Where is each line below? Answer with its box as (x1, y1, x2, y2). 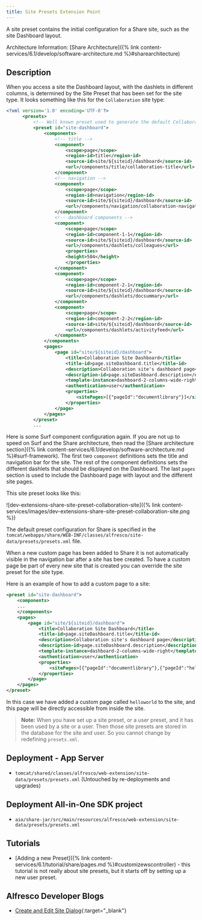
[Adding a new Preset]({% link (14, 854, 90, 861)
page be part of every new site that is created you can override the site (6, 562, 182, 569)
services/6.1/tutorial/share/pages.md (14, 861, 106, 868)
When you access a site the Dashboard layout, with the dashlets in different (6, 83, 194, 91)
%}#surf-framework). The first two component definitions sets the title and (6, 452, 188, 459)
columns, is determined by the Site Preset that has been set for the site (6, 90, 182, 97)
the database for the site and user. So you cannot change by (20, 729, 171, 736)
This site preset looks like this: (6, 490, 81, 497)
